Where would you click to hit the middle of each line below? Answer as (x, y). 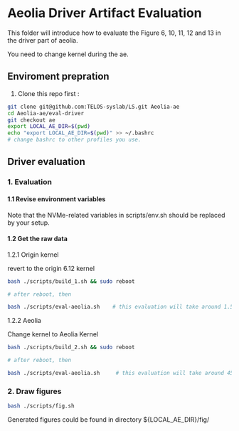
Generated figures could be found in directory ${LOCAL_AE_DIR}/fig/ (108, 420)
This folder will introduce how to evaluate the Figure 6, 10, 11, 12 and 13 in (114, 33)
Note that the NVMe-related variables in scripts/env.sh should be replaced (116, 215)
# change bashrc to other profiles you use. (74, 140)
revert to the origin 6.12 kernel (51, 268)
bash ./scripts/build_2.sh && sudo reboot (71, 347)
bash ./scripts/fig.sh (41, 406)
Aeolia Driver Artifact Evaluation (105, 13)
